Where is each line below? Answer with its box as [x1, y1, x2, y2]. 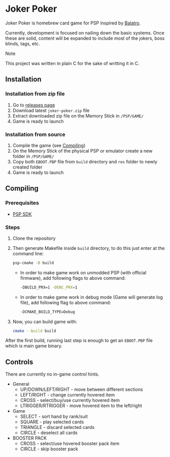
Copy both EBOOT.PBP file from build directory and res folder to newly [12, 158, 157, 164]
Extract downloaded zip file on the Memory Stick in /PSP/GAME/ [12, 112, 144, 119]
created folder [12, 164, 43, 170]
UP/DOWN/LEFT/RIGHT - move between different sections [20, 386, 143, 392]
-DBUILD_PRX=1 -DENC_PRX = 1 [20, 284, 78, 290]
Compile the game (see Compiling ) [12, 142, 86, 148]
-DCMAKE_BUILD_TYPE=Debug [20, 309, 75, 315]
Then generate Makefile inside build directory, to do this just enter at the [12, 245, 165, 251]
